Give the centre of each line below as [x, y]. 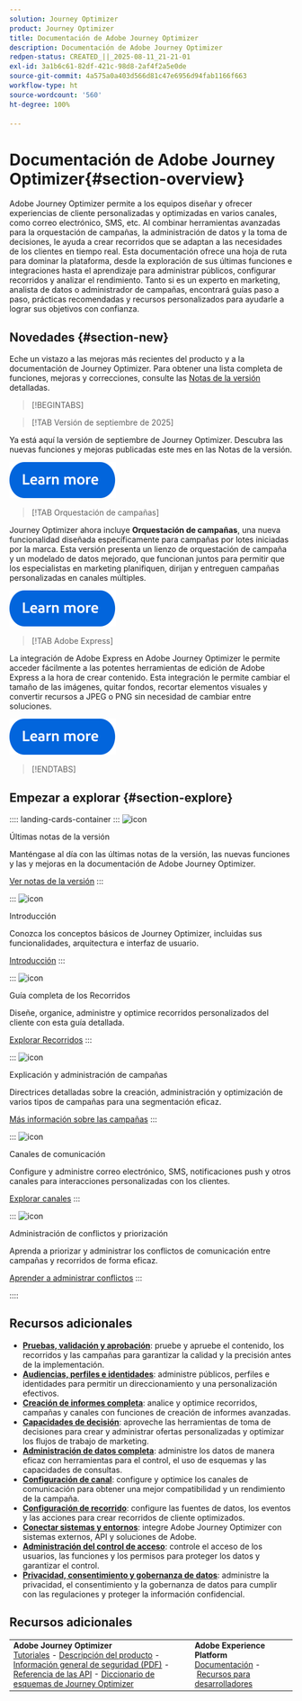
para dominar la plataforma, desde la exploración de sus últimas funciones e [151, 261]
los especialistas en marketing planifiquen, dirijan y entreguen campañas [145, 568]
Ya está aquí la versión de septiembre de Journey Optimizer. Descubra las [146, 440]
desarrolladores [224, 1684]
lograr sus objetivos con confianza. [75, 309]
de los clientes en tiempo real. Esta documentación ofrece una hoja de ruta [148, 251]
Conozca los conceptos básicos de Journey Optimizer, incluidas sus [136, 933]
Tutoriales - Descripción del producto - [86, 1655]
